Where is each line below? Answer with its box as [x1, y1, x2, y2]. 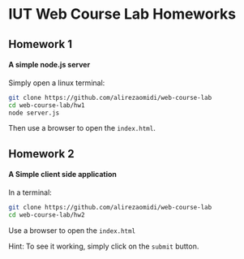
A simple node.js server [8, 60, 91, 70]
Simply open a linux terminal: [8, 78, 105, 88]
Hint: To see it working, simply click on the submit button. [8, 241, 199, 251]
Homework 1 [8, 37, 73, 51]
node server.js [8, 109, 60, 117]
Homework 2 [8, 147, 75, 161]
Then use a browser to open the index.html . [8, 123, 156, 133]
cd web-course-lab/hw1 [8, 101, 85, 110]
